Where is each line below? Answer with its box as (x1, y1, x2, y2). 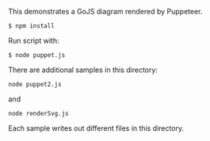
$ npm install (8, 22, 55, 30)
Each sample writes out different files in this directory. (8, 124, 185, 133)
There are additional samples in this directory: (8, 65, 158, 74)
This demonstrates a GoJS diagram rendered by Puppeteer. (8, 7, 203, 16)
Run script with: (8, 36, 59, 45)
